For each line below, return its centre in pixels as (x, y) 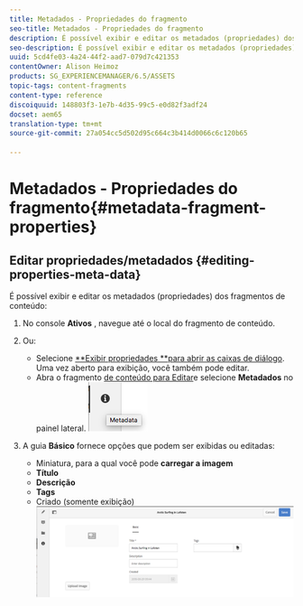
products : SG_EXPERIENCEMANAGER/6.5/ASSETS (92, 77)
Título (47, 473)
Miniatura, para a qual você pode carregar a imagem (134, 463)
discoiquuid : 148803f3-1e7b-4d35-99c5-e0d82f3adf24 (108, 105)
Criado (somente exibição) (85, 502)
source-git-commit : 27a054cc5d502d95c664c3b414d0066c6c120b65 (129, 134)
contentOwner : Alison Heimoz (64, 67)
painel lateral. (61, 428)
